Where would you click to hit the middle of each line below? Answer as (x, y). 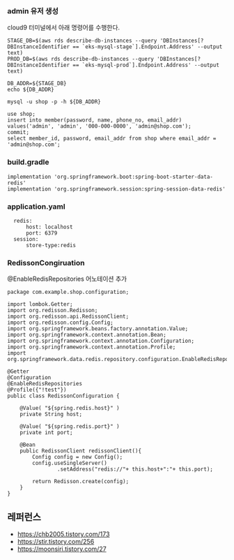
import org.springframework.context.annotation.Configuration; (101, 341)
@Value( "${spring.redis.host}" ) (70, 408)
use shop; (22, 114)
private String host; (51, 414)
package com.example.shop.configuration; (68, 292)
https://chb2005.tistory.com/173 (63, 534)
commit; (18, 133)
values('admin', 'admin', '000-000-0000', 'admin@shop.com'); (99, 126)
